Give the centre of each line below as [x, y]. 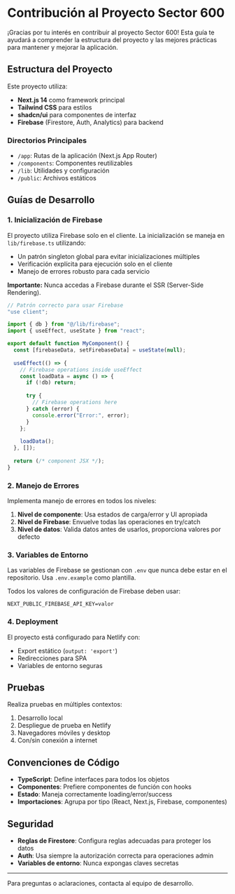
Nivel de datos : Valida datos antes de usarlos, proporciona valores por [119, 529]
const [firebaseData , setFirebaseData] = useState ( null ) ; [100, 350]
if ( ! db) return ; [51, 383]
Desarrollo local [40, 718]
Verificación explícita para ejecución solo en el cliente [95, 264]
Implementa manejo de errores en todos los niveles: [82, 501]
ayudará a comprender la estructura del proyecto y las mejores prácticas [112, 39]
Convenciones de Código [64, 762]
